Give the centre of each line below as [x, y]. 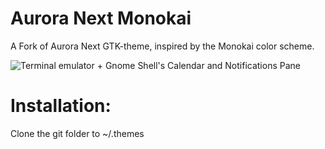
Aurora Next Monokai [101, 18]
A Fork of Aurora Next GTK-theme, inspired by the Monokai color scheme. [162, 46]
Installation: [61, 106]
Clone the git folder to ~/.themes [77, 133]
